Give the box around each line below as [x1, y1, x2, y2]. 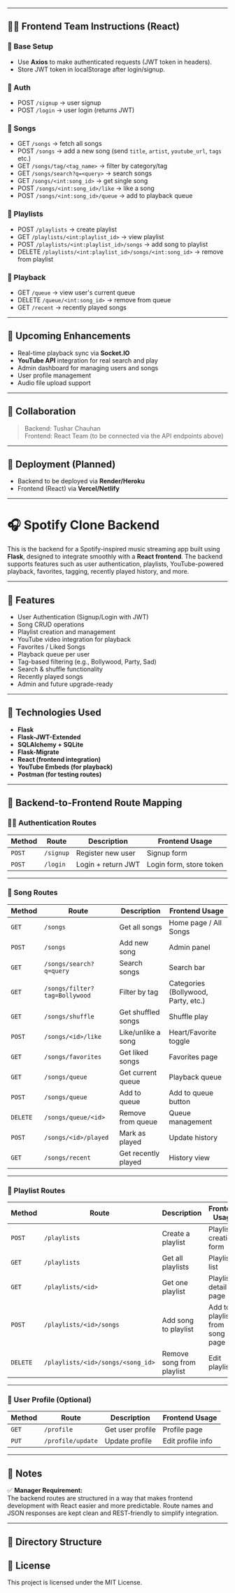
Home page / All [169, 918, 222, 927]
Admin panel [169, 942, 211, 952]
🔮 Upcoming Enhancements [7, 330, 131, 342]
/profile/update [44, 1437, 98, 1445]
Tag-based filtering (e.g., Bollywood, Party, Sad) [17, 657, 157, 666]
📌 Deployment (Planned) [7, 458, 116, 470]
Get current [119, 1068, 157, 1077]
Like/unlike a [119, 1027, 161, 1037]
